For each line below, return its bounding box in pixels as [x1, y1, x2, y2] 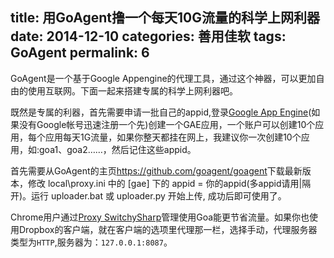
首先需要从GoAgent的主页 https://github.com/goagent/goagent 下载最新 [10, 164, 303, 177]
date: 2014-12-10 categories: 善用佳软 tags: [10, 28, 287, 45]
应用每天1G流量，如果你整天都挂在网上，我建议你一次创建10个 [44, 131, 302, 143]
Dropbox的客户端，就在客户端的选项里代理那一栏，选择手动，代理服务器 [18, 223, 318, 235]
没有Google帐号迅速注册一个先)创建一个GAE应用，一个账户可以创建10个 [18, 118, 316, 130]
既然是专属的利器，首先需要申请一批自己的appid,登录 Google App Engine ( [10, 106, 312, 118]
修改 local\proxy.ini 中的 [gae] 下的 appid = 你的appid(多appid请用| [27, 177, 303, 189]
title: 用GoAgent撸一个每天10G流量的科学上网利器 [10, 9, 320, 27]
